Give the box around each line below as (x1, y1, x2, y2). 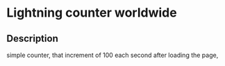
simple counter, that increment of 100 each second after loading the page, (6, 51, 219, 59)
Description (6, 33, 58, 44)
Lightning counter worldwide (6, 5, 178, 21)
